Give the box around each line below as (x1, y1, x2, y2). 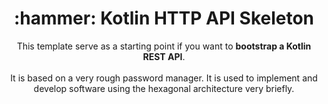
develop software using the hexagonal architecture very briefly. (33, 82, 295, 94)
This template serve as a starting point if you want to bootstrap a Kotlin (16, 40, 312, 52)
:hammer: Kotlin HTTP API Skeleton (13, 7, 315, 30)
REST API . (142, 50, 186, 62)
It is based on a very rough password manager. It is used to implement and (10, 72, 318, 84)
